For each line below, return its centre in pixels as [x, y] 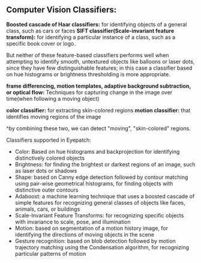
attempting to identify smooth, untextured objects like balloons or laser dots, [100, 61]
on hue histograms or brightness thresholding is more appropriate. [88, 74]
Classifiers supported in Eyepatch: [49, 140]
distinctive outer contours [46, 190]
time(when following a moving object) [53, 98]
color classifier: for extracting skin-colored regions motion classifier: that [98, 110]
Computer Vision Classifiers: [61, 10]
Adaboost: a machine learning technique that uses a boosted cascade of [105, 196]
